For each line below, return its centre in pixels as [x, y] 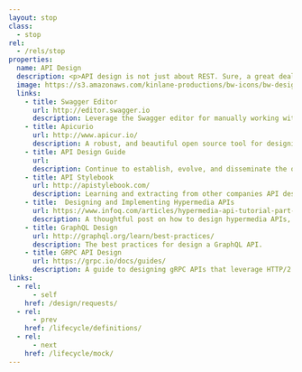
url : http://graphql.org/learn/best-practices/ [124, 236]
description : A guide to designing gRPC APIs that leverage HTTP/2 [162, 270]
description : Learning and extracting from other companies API [156, 194]
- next [45, 345]
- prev [45, 320]
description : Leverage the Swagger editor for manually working [156, 118]
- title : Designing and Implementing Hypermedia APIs [130, 203]
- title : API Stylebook [69, 177]
